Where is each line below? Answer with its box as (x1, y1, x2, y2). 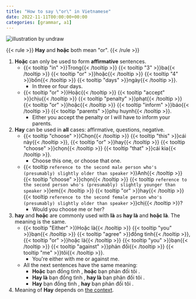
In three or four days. (32, 83, 83, 90)
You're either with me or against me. (32, 255, 120, 263)
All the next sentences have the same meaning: (23, 262, 137, 269)
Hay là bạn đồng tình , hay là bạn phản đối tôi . (32, 274, 145, 281)
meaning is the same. (14, 218, 67, 225)
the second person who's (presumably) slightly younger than (23, 182, 176, 188)
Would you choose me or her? (32, 206, 105, 213)
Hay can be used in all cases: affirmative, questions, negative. (14, 126, 165, 133)
